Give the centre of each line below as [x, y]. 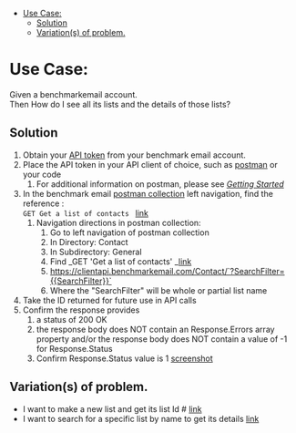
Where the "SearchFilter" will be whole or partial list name [158, 290]
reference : [43, 203]
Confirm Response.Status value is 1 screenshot [125, 358]
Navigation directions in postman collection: [119, 222]
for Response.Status [74, 348]
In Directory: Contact [89, 242]
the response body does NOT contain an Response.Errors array [155, 329]
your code [42, 174]
